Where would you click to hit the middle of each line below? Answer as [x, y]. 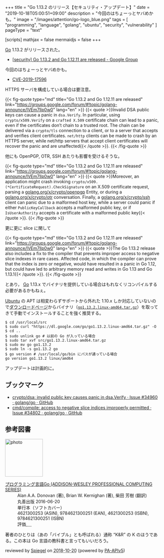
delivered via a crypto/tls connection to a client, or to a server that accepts [82, 130]
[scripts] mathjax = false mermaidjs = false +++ [53, 40]
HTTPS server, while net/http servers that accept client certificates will [76, 141]
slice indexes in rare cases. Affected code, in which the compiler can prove [81, 259]
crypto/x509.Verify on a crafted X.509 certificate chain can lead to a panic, [82, 120]
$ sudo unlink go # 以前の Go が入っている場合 [50, 336]
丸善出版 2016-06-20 [39, 501]
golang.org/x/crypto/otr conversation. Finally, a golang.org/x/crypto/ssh [78, 197]
